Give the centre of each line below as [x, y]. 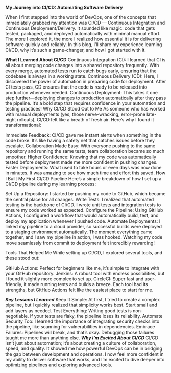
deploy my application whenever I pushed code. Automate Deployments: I [83, 221]
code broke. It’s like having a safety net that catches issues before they [80, 140]
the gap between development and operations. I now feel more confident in [85, 354]
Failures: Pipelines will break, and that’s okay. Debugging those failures [80, 332]
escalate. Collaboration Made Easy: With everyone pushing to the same [80, 146]
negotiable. [17, 316]
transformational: [23, 125]
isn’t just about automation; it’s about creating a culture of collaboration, [81, 343]
